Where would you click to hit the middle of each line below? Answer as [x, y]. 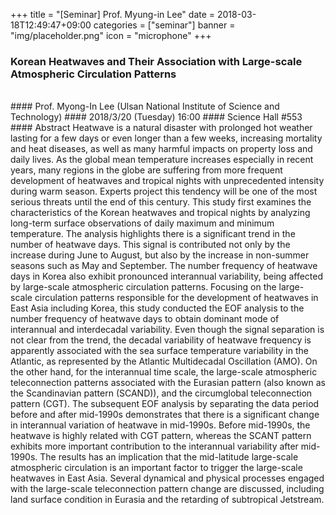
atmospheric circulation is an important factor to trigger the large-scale [156, 468]
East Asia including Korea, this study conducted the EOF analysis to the [157, 308]
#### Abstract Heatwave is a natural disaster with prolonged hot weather [161, 128]
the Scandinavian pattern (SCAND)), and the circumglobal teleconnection [161, 393]
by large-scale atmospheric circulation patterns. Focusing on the [143, 287]
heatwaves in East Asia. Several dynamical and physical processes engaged [167, 478]
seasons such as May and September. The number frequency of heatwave [164, 266]
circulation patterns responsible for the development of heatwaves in [176, 298]
